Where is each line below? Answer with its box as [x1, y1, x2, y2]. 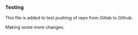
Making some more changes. [5, 24, 65, 30]
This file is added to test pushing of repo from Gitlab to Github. [5, 15, 133, 21]
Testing [5, 4, 24, 11]
